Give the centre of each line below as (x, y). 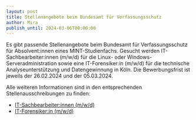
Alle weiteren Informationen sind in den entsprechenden (74, 87)
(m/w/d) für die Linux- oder (93, 57)
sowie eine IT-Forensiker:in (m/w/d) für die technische (124, 64)
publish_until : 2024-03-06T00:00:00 (51, 28)
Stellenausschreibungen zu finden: (48, 94)
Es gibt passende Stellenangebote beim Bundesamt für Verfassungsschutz (97, 45)
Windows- (139, 57)
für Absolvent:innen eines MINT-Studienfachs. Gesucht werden (83, 51)
